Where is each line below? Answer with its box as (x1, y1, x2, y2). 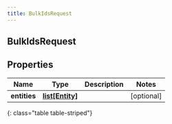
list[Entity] (42, 91, 78, 101)
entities (10, 91, 36, 101)
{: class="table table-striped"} (7, 108, 93, 117)
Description (85, 79, 124, 89)
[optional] (130, 91, 162, 101)
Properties (7, 59, 54, 71)
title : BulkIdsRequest (7, 10, 72, 17)
